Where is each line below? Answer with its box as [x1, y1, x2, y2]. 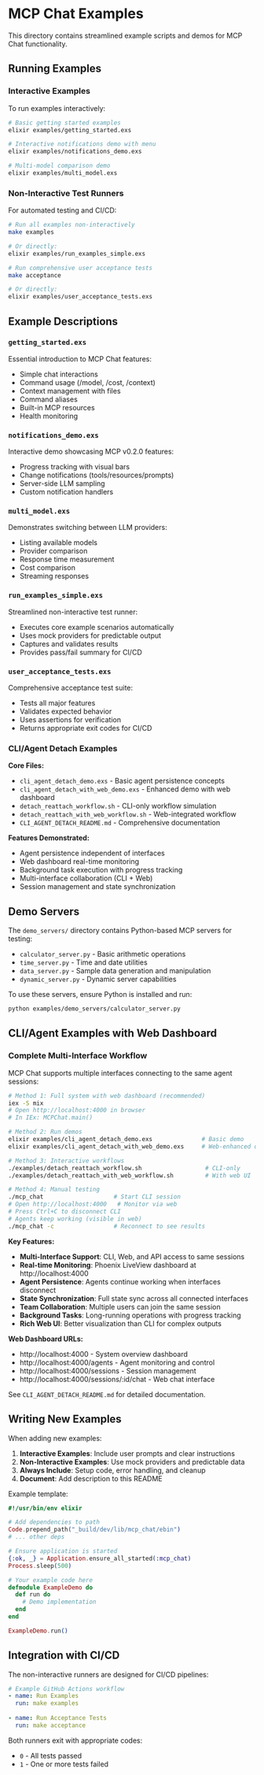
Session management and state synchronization [19, 882, 176, 891]
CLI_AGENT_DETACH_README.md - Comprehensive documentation [19, 818, 221, 828]
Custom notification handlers [19, 487, 114, 497]
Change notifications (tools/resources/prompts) [19, 470, 174, 480]
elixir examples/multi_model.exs [8, 169, 118, 177]
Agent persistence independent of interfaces [19, 848, 165, 858]
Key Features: [8, 1236, 55, 1246]
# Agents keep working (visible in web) [8, 1214, 143, 1223]
